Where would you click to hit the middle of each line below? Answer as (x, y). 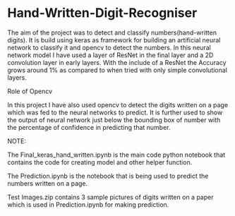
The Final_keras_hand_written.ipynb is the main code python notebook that (116, 155)
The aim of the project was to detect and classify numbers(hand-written (112, 32)
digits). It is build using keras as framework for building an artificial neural (114, 40)
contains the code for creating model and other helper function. (100, 162)
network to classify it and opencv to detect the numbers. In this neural (109, 47)
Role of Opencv (30, 91)
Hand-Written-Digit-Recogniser (102, 13)
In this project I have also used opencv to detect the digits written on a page (117, 104)
